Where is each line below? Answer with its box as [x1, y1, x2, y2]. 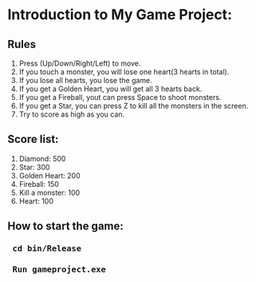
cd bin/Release [12, 244, 81, 254]
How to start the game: [7, 220, 124, 233]
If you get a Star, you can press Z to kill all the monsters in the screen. [18, 101, 249, 110]
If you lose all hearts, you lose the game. [18, 76, 152, 85]
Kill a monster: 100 [18, 188, 81, 197]
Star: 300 [18, 162, 50, 172]
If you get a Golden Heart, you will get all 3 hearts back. [18, 84, 203, 93]
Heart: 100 [18, 196, 53, 205]
